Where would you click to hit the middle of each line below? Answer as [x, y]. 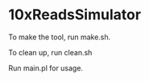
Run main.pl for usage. [46, 68]
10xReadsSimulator [75, 15]
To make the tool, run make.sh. [60, 37]
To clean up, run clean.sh [50, 52]
